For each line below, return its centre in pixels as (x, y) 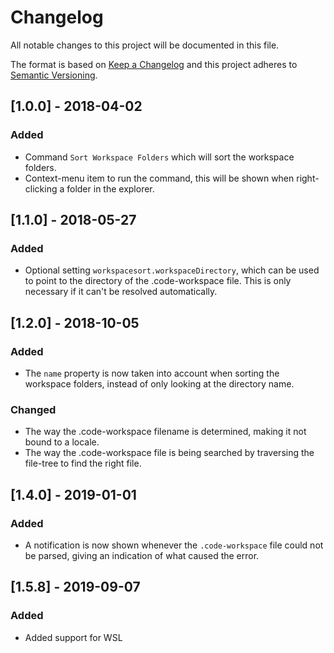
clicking (41, 188)
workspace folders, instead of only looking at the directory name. (159, 384)
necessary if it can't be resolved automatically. (121, 292)
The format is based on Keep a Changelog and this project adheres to (154, 64)
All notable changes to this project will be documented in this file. (145, 45)
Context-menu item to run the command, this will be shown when (159, 178)
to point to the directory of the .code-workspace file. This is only (158, 281)
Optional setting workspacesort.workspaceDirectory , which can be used (172, 270)
